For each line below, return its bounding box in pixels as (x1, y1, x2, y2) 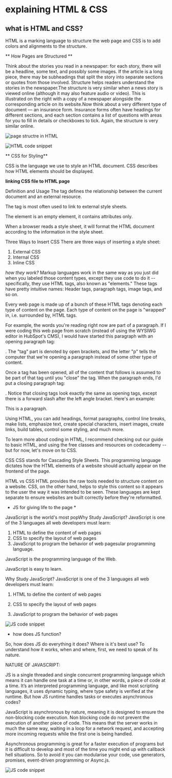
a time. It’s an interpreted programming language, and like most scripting (5, 683, 159, 689)
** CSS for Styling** (5, 153, 48, 159)
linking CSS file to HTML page (5, 178, 70, 184)
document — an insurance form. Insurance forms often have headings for (5, 107, 161, 112)
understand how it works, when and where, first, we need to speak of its (5, 647, 158, 652)
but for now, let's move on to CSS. (5, 448, 77, 453)
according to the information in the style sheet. (5, 229, 104, 235)
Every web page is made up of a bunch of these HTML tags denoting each (5, 301, 163, 307)
